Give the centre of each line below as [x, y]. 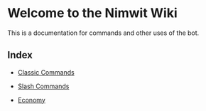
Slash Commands [43, 86]
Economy [32, 100]
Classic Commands [46, 72]
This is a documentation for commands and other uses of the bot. [103, 33]
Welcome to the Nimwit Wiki [92, 13]
